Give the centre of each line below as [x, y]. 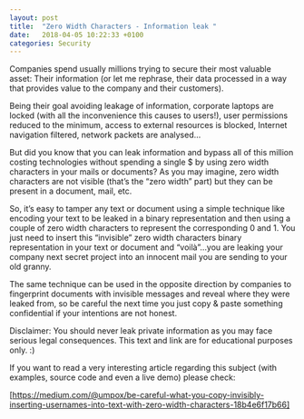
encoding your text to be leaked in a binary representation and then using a [150, 218]
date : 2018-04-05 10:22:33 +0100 [77, 35]
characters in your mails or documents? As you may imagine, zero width [144, 172]
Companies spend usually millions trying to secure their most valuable [141, 69]
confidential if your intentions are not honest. [93, 314]
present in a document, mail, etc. [71, 191]
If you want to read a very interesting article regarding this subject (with [143, 368]
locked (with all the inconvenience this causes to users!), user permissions [149, 115]
